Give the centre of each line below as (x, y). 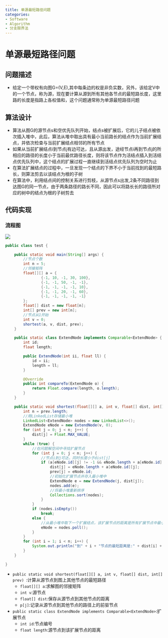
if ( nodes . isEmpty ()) (54, 509)
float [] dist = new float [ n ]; (54, 306)
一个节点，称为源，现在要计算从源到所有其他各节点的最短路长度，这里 (89, 94)
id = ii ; (41, 361)
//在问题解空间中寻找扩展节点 (58, 448)
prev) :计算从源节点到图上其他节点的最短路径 (59, 580)
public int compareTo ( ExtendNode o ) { (63, 384)
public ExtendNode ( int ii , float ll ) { (65, 356)
